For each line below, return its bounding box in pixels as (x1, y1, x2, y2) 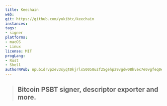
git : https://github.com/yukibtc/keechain (5, 16, 94, 21)
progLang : (5, 53, 26, 58)
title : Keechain (5, 7, 39, 12)
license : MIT (5, 49, 32, 53)
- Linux (5, 44, 21, 49)
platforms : (5, 35, 28, 40)
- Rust (5, 58, 19, 63)
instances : (5, 21, 28, 26)
